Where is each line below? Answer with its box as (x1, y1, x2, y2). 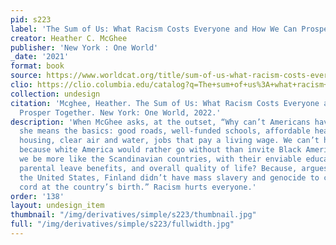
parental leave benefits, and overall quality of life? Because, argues (19, 163, 329, 173)
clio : (10, 80, 33, 90)
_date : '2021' (10, 52, 70, 62)
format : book (10, 61, 65, 71)
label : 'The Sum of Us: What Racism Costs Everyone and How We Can (10, 24, 298, 34)
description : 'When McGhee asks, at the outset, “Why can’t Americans (10, 117, 311, 127)
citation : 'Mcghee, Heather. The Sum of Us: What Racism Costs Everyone (10, 98, 320, 108)
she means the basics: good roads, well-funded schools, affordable (19, 126, 311, 136)
